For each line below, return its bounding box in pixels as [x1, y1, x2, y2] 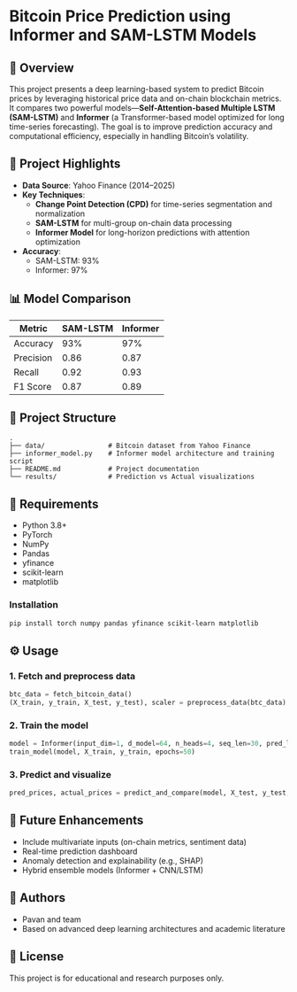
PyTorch [21, 530, 53, 540]
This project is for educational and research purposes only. [9, 973, 225, 983]
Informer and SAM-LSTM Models [9, 25, 257, 45]
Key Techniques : [21, 189, 86, 200]
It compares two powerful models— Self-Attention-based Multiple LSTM [9, 103, 276, 112]
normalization [34, 208, 86, 219]
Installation [9, 599, 59, 611]
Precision [13, 352, 53, 364]
